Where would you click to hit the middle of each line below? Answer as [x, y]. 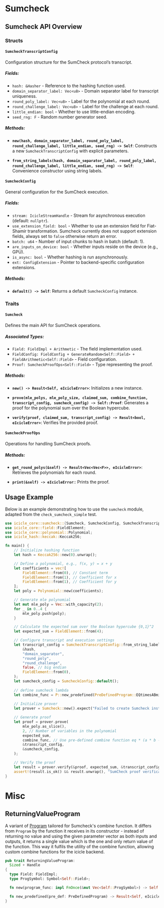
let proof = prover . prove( [41, 722]
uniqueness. [24, 96]
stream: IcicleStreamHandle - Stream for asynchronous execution [79, 215]
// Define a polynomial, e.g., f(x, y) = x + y [63, 563]
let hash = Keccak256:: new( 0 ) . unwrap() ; [55, 555]
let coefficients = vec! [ [40, 568]
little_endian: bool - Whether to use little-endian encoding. [74, 112]
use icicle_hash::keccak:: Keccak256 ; [43, 537]
